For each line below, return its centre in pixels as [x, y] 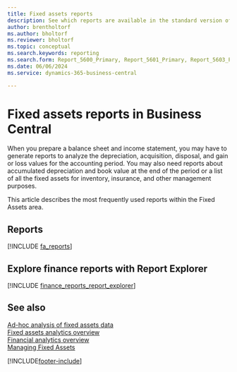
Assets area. [25, 207]
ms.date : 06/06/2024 [38, 66]
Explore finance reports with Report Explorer [108, 269]
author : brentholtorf [39, 27]
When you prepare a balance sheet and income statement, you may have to [117, 148]
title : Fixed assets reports [50, 14]
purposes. [22, 186]
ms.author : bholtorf [38, 34]
